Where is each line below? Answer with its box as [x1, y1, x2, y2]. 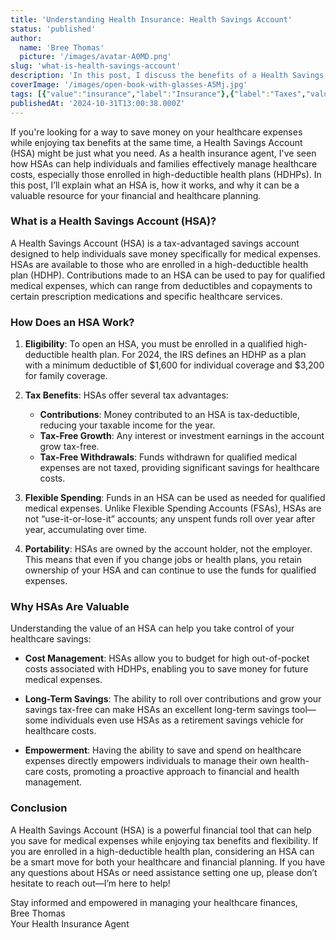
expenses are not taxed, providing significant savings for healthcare [39, 462, 320, 474]
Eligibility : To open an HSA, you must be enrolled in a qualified [24, 338, 284, 350]
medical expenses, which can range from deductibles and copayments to [10, 279, 313, 291]
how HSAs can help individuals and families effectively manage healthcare [10, 157, 318, 170]
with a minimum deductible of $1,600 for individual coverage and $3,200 [24, 359, 325, 371]
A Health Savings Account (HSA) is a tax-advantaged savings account [10, 237, 300, 249]
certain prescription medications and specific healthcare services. [10, 290, 283, 302]
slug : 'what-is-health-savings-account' [10, 61, 182, 71]
